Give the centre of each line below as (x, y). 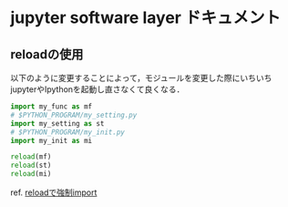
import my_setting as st (57, 123)
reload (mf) (31, 157)
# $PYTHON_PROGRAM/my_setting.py (74, 115)
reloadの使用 (47, 54)
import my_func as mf (51, 107)
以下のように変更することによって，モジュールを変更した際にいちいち (141, 78)
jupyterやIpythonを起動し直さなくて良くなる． (98, 89)
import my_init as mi (51, 140)
